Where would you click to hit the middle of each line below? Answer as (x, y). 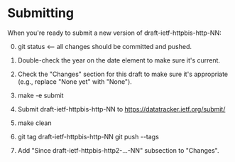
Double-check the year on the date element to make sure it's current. (119, 60)
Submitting (41, 13)
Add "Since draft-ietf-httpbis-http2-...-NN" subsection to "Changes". (118, 150)
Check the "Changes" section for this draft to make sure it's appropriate (123, 74)
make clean (34, 123)
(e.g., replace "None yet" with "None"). (75, 81)
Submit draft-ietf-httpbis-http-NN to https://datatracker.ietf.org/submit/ (121, 109)
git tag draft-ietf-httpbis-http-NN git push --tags (88, 136)
